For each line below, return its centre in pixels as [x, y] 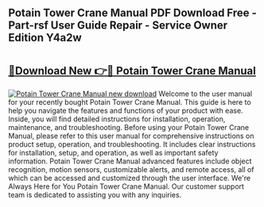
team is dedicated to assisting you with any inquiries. [95, 195]
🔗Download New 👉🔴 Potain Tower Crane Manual [132, 71]
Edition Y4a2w [45, 38]
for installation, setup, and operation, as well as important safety [113, 153]
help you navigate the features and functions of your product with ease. [126, 111]
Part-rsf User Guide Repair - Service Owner [118, 26]
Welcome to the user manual [206, 94]
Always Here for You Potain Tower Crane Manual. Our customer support [126, 186]
